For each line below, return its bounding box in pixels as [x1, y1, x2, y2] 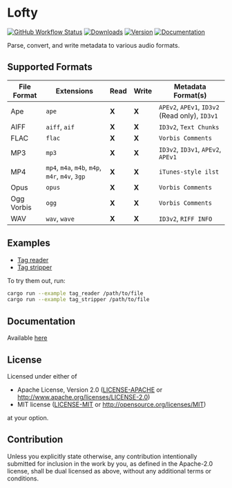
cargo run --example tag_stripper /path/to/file [7, 296, 150, 303]
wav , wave [46, 213, 75, 223]
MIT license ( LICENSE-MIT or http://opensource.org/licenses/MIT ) [17, 400, 206, 408]
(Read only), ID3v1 [158, 111, 219, 120]
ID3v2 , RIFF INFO [158, 213, 213, 223]
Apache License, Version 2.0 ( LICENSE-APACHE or [17, 386, 163, 394]
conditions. [7, 474, 39, 482]
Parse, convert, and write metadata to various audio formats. [7, 41, 180, 49]
